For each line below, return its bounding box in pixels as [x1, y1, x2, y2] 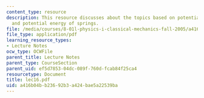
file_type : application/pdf [6, 32, 78, 38]
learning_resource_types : [6, 37, 72, 43]
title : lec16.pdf [6, 77, 50, 83]
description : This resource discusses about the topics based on [6, 15, 175, 21]
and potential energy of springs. [12, 20, 99, 26]
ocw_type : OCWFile [6, 49, 53, 55]
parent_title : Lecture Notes [6, 54, 80, 60]
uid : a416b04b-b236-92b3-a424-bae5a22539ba [6, 83, 118, 89]
